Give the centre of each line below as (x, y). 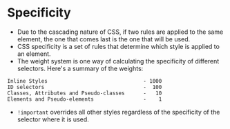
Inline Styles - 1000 (85, 81)
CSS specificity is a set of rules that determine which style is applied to (118, 46)
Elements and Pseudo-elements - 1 (85, 99)
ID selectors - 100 (85, 87)
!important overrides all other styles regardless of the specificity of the (118, 112)
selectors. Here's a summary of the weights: (80, 68)
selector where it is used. (53, 119)
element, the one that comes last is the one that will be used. (104, 39)
